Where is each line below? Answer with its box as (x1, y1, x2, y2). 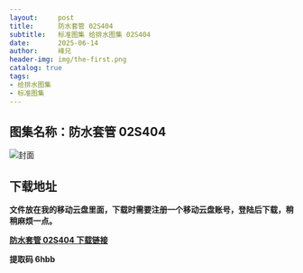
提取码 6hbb (9, 254, 56, 265)
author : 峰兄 (9, 47, 72, 56)
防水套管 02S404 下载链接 (9, 235, 108, 246)
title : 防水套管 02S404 (9, 22, 114, 31)
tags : (9, 72, 30, 81)
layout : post (9, 13, 75, 23)
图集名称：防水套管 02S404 (9, 123, 167, 140)
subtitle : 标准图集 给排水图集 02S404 (9, 30, 151, 39)
